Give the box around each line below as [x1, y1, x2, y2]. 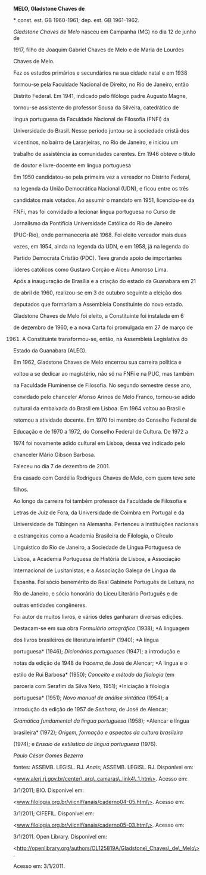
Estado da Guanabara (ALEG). [13, 347, 87, 354]
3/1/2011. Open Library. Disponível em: [13, 833, 107, 840]
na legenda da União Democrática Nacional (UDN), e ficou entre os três [13, 185, 189, 192]
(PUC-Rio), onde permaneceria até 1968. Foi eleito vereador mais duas [13, 231, 187, 238]
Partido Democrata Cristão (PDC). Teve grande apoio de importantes [13, 254, 182, 262]
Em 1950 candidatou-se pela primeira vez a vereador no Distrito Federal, [13, 173, 191, 180]
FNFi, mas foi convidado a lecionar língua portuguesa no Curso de [13, 208, 176, 215]
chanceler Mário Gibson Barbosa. [13, 451, 96, 458]
